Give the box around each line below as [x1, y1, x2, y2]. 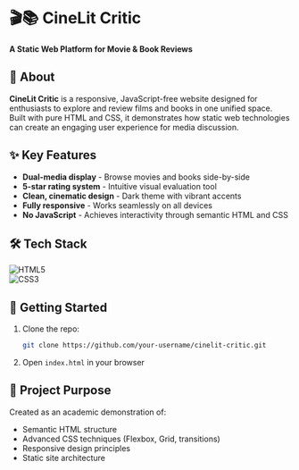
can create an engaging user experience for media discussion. [9, 122, 239, 132]
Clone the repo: [21, 323, 80, 334]
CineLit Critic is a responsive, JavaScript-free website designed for [9, 93, 258, 104]
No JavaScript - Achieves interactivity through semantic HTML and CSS [21, 209, 288, 220]
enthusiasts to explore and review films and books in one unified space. [9, 103, 273, 113]
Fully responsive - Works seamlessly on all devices [21, 199, 212, 211]
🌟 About [9, 70, 55, 85]
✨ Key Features [9, 147, 96, 163]
